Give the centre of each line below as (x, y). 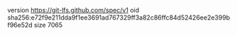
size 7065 (48, 25)
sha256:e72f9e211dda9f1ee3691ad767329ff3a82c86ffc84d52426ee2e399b (119, 17)
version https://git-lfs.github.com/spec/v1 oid (73, 10)
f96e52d (20, 25)
